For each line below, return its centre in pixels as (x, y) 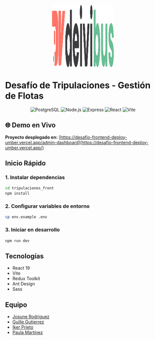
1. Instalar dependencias (35, 177)
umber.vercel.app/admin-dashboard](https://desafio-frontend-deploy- (77, 142)
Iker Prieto (23, 327)
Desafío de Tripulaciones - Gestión (78, 85)
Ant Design (24, 284)
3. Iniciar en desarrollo (33, 230)
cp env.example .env (26, 217)
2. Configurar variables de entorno (47, 206)
